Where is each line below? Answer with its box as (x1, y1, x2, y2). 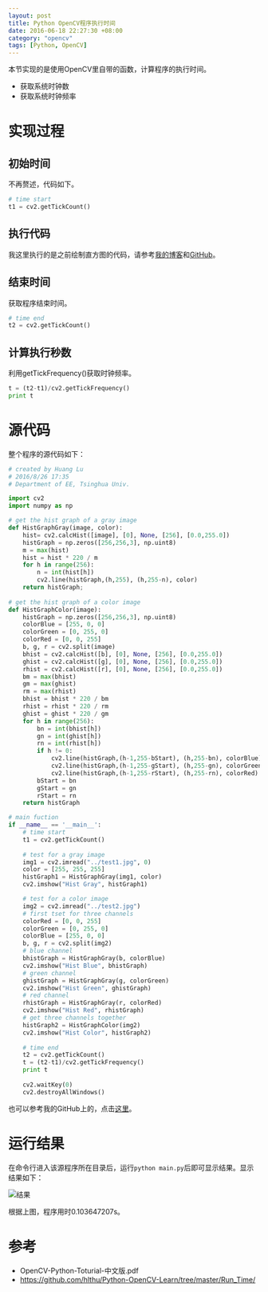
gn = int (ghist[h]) (37, 732, 102, 740)
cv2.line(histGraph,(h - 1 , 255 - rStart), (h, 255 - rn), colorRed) (50, 769, 259, 777)
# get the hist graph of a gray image (8, 517, 137, 525)
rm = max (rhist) (22, 687, 77, 696)
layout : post (8, 11, 52, 20)
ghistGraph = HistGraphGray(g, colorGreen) (22, 977, 170, 985)
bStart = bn (37, 777, 77, 785)
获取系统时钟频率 (19, 91, 77, 101)
